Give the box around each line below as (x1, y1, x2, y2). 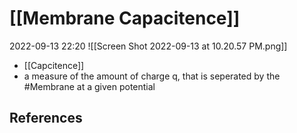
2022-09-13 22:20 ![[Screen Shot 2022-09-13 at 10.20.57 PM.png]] (9, 40, 288, 52)
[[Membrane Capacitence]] (9, 7, 241, 30)
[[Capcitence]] (23, 59, 85, 71)
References (9, 110, 83, 127)
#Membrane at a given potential (23, 80, 156, 92)
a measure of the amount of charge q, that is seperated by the (23, 70, 281, 82)
